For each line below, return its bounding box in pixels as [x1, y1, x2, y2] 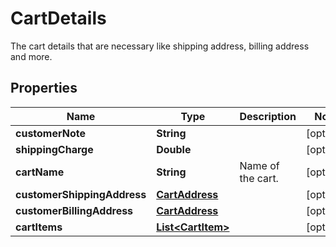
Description [239, 109, 297, 123]
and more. [10, 50, 53, 62]
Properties [10, 80, 78, 97]
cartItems [15, 220, 63, 234]
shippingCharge [15, 142, 94, 156]
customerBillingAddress [15, 203, 134, 217]
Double [156, 142, 192, 156]
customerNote [15, 126, 86, 140]
